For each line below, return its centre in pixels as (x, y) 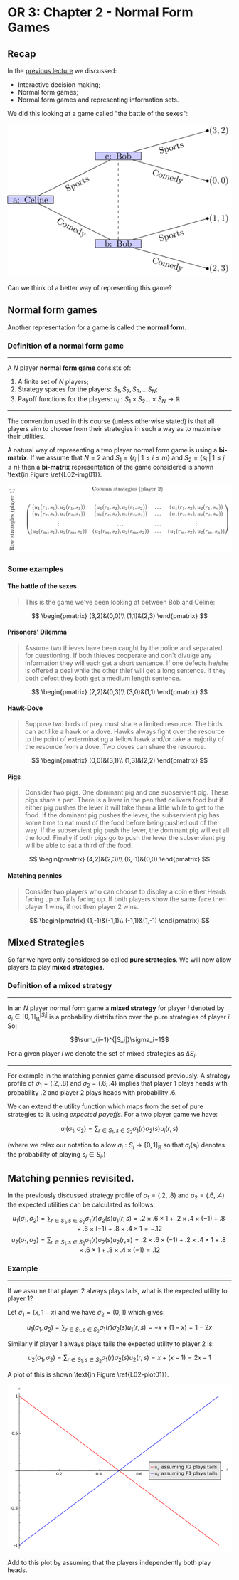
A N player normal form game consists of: (69, 368)
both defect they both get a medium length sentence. (103, 678)
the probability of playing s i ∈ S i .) (57, 1155)
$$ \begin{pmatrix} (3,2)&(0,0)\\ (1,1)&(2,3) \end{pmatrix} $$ (119, 615)
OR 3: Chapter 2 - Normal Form (100, 12)
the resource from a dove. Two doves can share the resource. (115, 747)
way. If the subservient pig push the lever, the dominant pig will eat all (127, 830)
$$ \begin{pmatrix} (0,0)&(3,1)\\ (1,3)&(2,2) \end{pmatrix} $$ (119, 760)
